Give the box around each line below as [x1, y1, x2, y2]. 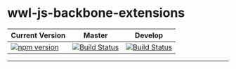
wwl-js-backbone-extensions [7, 5, 185, 21]
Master [83, 30, 108, 40]
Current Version [11, 30, 66, 40]
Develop [134, 30, 164, 40]
